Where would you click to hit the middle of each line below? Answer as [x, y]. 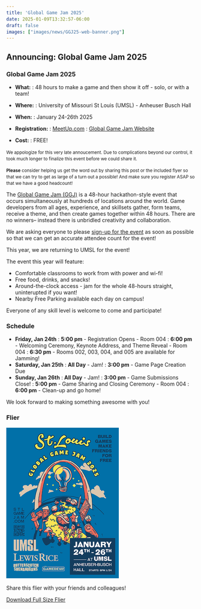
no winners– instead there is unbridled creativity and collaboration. [88, 220]
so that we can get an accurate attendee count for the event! [81, 238]
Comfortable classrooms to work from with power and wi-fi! [89, 273]
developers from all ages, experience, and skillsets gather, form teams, [94, 207]
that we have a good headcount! [40, 183]
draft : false [22, 25]
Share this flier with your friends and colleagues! [66, 588]
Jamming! [27, 358]
